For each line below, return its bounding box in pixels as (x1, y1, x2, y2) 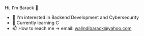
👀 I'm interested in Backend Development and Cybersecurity (12, 14, 139, 20)
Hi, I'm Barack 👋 (5, 5, 39, 10)
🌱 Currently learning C (12, 20, 59, 25)
